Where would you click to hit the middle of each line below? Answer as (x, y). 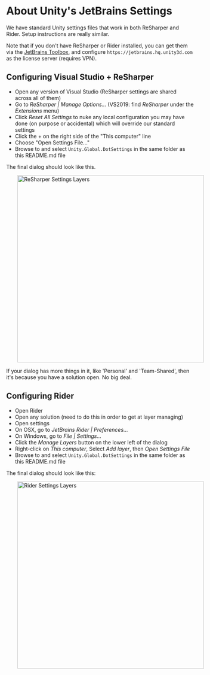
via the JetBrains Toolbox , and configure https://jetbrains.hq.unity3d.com (99, 52)
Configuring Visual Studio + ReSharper (80, 77)
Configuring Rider (40, 396)
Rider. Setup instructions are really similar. (58, 34)
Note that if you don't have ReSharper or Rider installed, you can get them (97, 46)
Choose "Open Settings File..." (52, 143)
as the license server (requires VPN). (52, 58)
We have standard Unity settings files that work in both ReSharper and (92, 28)
